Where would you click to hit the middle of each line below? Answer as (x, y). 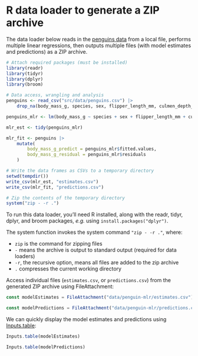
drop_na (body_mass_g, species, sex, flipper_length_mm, (87, 106)
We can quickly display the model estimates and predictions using (86, 319)
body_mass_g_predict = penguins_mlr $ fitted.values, (92, 149)
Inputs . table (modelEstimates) (43, 337)
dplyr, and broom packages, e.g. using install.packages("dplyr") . (87, 221)
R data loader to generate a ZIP (83, 10)
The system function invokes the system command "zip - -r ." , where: (94, 232)
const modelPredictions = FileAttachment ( (59, 308)
